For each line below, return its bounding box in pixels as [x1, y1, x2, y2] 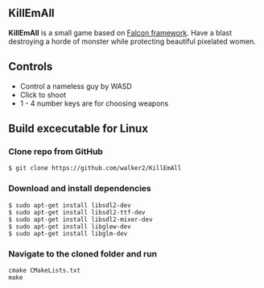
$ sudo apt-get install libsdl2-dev [8, 201, 131, 209]
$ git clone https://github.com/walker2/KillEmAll [8, 165, 182, 173]
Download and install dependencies [8, 183, 151, 194]
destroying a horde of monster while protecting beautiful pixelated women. [8, 36, 256, 46]
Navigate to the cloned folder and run [8, 248, 158, 259]
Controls [8, 60, 53, 73]
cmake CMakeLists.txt [8, 266, 81, 274]
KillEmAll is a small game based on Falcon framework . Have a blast [8, 27, 232, 37]
